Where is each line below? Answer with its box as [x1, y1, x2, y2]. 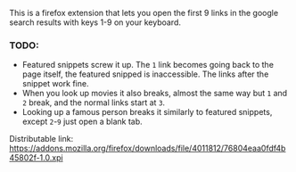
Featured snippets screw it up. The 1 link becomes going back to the [21, 60, 275, 70]
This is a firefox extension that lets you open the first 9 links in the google [9, 8, 279, 18]
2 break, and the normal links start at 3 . [21, 97, 166, 108]
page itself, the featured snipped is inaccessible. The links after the [21, 69, 269, 79]
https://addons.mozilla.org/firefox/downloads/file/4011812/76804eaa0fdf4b [9, 143, 286, 154]
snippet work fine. [21, 78, 89, 89]
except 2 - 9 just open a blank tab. [21, 116, 143, 127]
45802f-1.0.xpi [9, 152, 64, 163]
